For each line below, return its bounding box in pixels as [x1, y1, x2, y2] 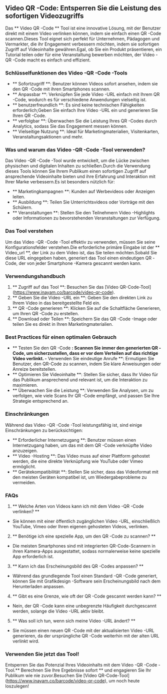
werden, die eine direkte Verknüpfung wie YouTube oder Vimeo [12, 458, 143, 464]
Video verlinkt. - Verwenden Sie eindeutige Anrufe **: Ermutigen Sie [12, 356, 154, 362]
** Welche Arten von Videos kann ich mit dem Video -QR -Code [12, 503, 144, 509]
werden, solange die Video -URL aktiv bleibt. [12, 608, 105, 614]
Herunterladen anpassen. [12, 583, 65, 589]
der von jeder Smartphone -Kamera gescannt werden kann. [18, 260, 141, 266]
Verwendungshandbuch [5, 272, 66, 279]
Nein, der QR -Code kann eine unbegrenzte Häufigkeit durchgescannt [12, 603, 156, 609]
